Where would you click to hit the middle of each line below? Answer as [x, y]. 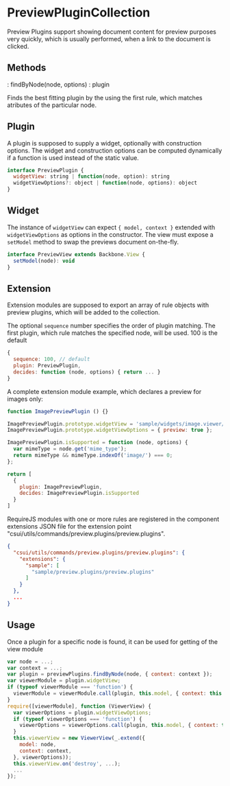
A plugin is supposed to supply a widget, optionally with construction [104, 143]
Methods [27, 68]
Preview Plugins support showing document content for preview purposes [112, 32]
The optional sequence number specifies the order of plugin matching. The [111, 326]
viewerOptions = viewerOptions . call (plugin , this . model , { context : [119, 726]
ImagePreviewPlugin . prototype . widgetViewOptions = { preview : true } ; [110, 430]
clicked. [18, 46]
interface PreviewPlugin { [46, 170]
